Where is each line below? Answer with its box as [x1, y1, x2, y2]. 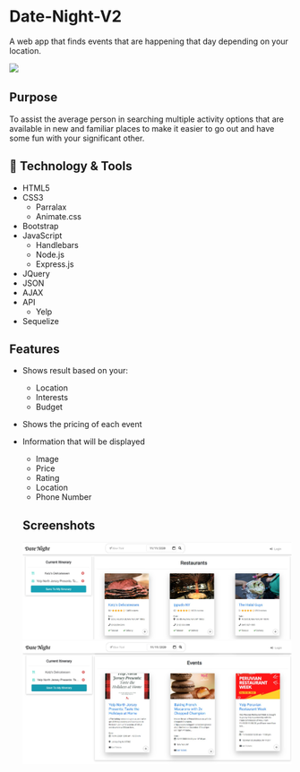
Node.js [35, 249, 65, 260]
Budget [35, 401, 63, 413]
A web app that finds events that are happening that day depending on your [9, 36, 289, 47]
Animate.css [35, 210, 82, 221]
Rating [35, 473, 60, 484]
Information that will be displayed [21, 436, 145, 447]
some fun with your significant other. [9, 133, 145, 143]
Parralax [35, 202, 67, 212]
